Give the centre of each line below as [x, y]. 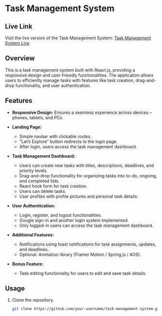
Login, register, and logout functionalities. [61, 215]
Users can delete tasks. [43, 191]
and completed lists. [39, 181]
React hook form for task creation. [53, 186]
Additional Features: [33, 235]
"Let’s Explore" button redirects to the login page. [68, 142]
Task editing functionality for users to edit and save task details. [83, 273]
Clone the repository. [33, 300]
